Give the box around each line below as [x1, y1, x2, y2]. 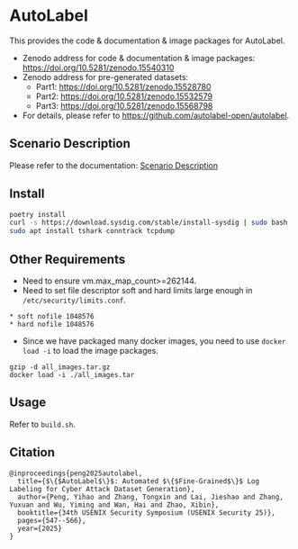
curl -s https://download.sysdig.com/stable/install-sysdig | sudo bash [9, 218, 288, 228]
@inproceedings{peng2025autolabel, [9, 469, 143, 478]
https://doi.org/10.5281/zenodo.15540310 [22, 62, 175, 73]
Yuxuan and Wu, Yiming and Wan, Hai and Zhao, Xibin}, [9, 500, 220, 509]
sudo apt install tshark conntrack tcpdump [9, 227, 176, 236]
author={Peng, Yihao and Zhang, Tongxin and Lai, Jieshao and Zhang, [17, 492, 284, 501]
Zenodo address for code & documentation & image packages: [22, 52, 256, 63]
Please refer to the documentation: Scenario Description [9, 159, 219, 171]
